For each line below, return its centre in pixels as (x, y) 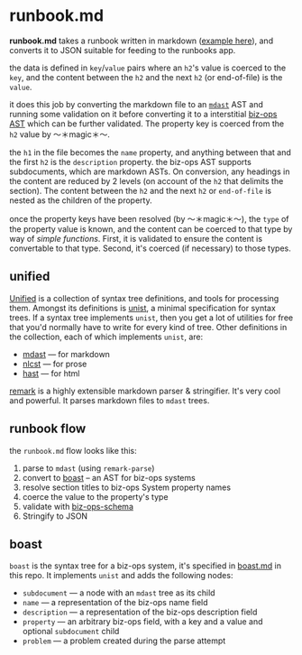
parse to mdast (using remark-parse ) (88, 468)
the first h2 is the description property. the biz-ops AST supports (131, 161)
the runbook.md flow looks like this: (73, 450)
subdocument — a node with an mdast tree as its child (119, 593)
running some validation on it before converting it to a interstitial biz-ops (143, 114)
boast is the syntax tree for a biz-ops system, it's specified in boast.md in (146, 566)
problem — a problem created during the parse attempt (124, 641)
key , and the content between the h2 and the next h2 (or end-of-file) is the (146, 77)
